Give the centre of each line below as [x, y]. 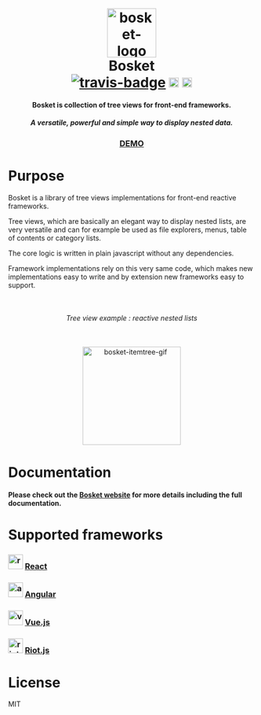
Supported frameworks [85, 535]
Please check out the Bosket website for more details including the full [125, 494]
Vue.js [38, 622]
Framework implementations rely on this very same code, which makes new [130, 268]
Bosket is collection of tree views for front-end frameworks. [132, 104]
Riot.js [37, 650]
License [34, 682]
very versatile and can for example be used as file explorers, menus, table [127, 229]
